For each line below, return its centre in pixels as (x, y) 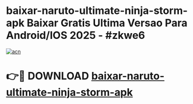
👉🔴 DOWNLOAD (48, 76)
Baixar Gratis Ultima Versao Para (107, 23)
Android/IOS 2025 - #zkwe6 (76, 35)
